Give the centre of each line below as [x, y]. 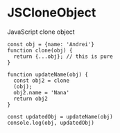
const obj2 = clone [42, 81]
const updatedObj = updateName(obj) [60, 116]
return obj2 [31, 99]
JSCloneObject [52, 13]
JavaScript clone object [41, 32]
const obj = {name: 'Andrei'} [51, 44]
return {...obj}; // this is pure [63, 57]
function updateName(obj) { [48, 74]
